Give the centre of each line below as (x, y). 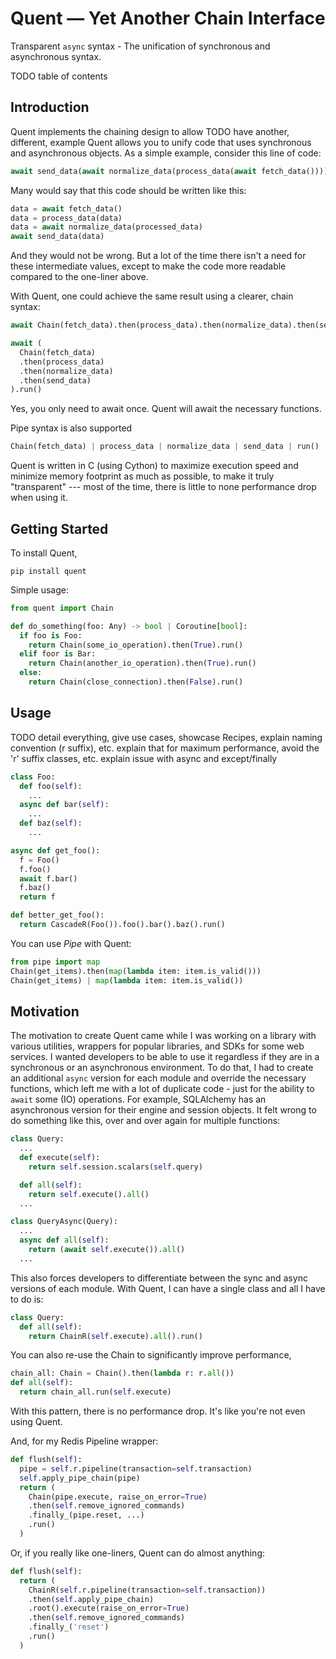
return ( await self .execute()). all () (107, 1250)
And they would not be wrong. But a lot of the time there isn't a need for (158, 256)
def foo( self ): (51, 786)
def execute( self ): (60, 1158)
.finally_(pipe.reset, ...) (86, 1515)
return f (37, 897)
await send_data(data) (57, 237)
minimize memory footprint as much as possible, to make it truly (142, 476)
